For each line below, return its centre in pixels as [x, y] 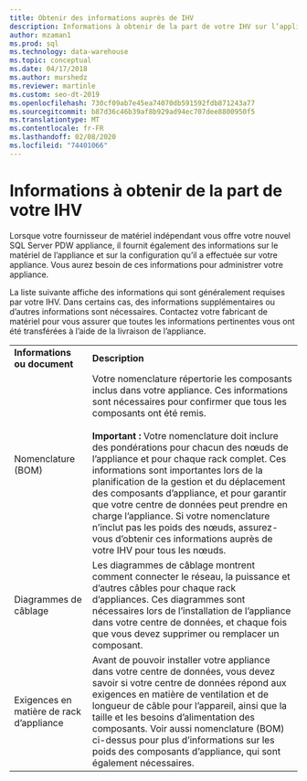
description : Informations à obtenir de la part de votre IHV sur [138, 27]
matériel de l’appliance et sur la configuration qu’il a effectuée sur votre [144, 255]
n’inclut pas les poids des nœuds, [164, 527]
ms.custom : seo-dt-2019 [55, 94]
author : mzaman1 [40, 35]
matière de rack [48, 711]
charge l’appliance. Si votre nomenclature [181, 516]
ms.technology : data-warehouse [69, 52]
